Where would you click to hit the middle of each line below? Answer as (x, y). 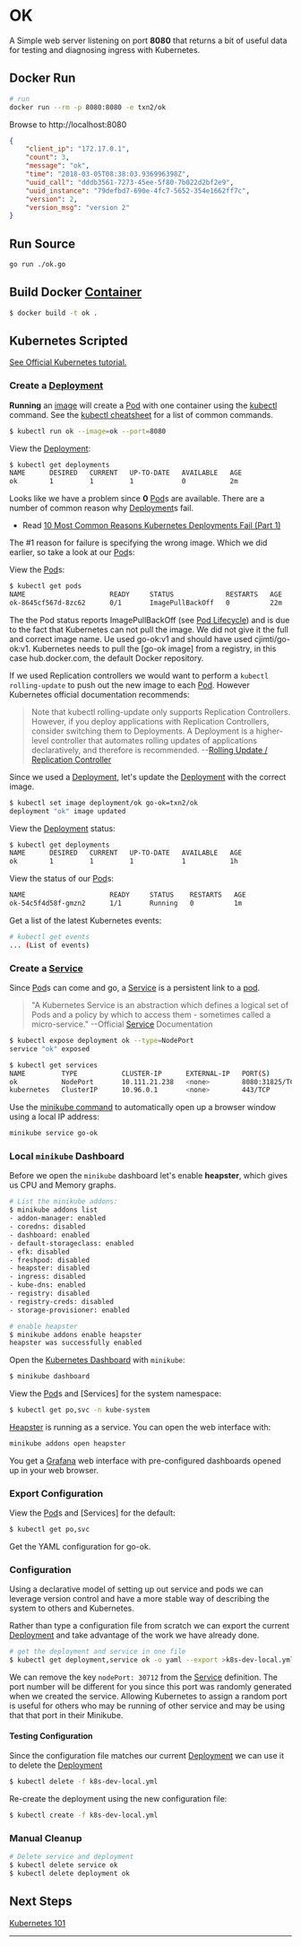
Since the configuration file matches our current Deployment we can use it (147, 1756)
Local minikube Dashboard (67, 1156)
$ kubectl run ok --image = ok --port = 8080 (88, 431)
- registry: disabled (50, 1294)
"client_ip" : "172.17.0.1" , (77, 149)
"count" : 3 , (47, 158)
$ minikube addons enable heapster (76, 1334)
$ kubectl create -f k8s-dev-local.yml (84, 1816)
